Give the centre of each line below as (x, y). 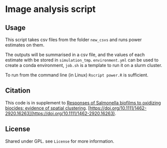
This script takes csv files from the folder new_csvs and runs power (74, 39)
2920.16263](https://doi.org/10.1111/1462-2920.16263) (60, 113)
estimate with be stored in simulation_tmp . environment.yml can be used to (82, 60)
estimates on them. (25, 45)
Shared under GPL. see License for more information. (60, 141)
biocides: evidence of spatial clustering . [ (48, 108)
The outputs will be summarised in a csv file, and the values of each (75, 54)
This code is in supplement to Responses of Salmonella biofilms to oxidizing (83, 102)
